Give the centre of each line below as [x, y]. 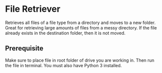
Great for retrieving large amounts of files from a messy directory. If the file [81, 27]
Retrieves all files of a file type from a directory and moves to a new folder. [81, 23]
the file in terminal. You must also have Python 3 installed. [64, 65]
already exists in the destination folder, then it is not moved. [65, 33]
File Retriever [33, 9]
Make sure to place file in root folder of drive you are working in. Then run [80, 60]
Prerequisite [24, 48]
